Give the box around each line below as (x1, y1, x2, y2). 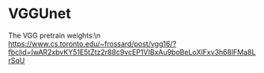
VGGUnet (8, 5, 71, 23)
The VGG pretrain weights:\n (8, 31, 101, 40)
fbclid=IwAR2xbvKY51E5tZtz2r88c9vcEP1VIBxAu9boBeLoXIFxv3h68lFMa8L (8, 47, 256, 57)
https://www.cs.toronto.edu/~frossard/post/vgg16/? (8, 38, 176, 48)
